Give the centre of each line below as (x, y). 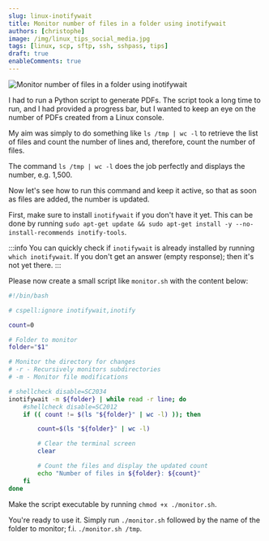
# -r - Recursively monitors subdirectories (85, 370)
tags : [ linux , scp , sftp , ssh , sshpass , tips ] (88, 46)
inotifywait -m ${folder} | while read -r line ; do (97, 399)
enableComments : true (45, 62)
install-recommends (41, 232)
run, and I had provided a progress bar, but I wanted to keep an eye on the (132, 108)
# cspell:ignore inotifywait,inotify (72, 310)
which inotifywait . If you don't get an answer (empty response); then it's (131, 256)
